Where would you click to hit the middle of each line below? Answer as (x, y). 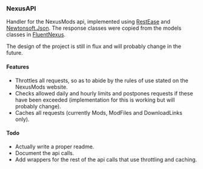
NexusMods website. (41, 87)
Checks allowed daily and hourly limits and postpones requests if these (104, 93)
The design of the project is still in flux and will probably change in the (94, 46)
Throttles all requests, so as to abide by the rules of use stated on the (102, 80)
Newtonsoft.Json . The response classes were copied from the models (94, 28)
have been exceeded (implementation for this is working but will (95, 100)
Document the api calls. (45, 153)
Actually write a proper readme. (55, 147)
